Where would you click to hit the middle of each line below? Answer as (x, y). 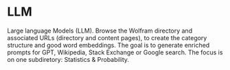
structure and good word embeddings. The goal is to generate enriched (108, 45)
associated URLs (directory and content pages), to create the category (107, 37)
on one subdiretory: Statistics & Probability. (68, 59)
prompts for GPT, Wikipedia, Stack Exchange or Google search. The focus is (115, 52)
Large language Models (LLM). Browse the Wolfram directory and (100, 31)
